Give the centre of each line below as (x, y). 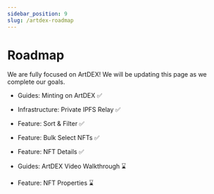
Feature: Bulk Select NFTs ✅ (58, 138)
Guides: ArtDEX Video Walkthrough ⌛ (72, 167)
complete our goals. (36, 82)
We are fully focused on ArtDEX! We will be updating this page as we (107, 75)
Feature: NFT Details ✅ (51, 152)
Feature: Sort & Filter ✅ (51, 124)
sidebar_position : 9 (38, 14)
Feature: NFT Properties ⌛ (55, 183)
